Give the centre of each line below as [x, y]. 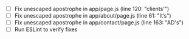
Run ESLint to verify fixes [46, 29]
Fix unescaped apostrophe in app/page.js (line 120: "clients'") [92, 9]
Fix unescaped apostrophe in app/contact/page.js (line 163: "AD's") [99, 23]
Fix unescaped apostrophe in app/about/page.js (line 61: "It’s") [93, 16]
